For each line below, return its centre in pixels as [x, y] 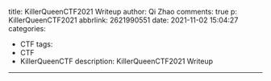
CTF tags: [36, 44]
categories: [27, 28]
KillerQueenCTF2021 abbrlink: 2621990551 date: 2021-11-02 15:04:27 [123, 20]
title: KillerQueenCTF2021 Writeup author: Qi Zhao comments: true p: [123, 12]
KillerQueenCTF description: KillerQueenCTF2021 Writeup [117, 61]
